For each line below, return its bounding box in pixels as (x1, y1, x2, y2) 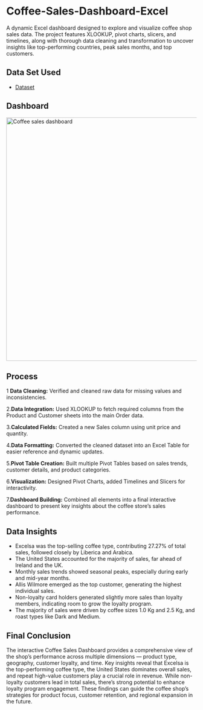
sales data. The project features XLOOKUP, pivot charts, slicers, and (6, 30, 176, 37)
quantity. (6, 430, 28, 437)
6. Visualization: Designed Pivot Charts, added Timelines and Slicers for (6, 478, 185, 485)
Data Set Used (6, 68, 62, 78)
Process (6, 371, 38, 382)
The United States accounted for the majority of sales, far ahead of (14, 555, 182, 563)
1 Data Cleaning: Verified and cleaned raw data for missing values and (6, 388, 182, 395)
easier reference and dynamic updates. (6, 448, 105, 455)
